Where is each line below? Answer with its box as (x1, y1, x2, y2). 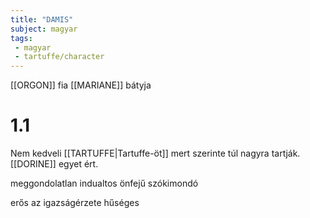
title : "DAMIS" (10, 14, 74, 25)
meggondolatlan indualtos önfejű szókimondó (10, 177, 199, 190)
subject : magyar (10, 24, 78, 34)
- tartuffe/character (14, 52, 105, 62)
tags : (10, 33, 33, 43)
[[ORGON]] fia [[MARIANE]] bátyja (10, 79, 152, 91)
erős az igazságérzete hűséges (10, 197, 140, 209)
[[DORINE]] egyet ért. (10, 158, 99, 170)
